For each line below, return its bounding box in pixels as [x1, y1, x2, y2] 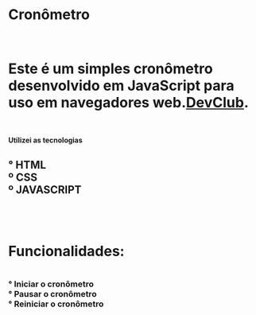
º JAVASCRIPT [8, 183, 82, 196]
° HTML [8, 158, 46, 172]
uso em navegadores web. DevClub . [8, 94, 249, 112]
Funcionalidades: [8, 242, 125, 260]
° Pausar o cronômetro [8, 289, 97, 300]
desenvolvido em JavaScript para [8, 77, 235, 95]
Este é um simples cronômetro [8, 60, 213, 78]
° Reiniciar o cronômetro [8, 298, 104, 309]
